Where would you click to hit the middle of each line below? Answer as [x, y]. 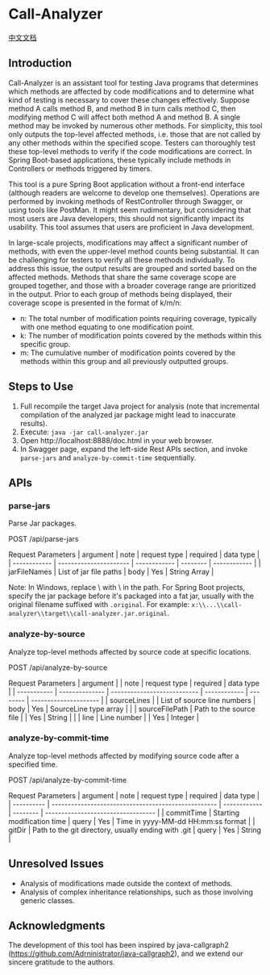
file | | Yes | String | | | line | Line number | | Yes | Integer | [104, 717]
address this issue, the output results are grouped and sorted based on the [133, 268]
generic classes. [47, 900]
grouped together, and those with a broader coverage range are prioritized [132, 285]
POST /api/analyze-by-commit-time [68, 780]
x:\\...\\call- [217, 605]
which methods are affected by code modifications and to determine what [131, 91]
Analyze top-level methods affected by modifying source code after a [124, 755]
